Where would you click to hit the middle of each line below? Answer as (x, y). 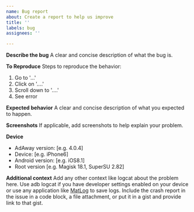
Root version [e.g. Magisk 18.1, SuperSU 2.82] (69, 167)
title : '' (18, 22)
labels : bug (20, 28)
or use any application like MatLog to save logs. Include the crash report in (96, 190)
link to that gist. (25, 203)
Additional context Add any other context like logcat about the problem (92, 178)
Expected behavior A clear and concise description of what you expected (95, 108)
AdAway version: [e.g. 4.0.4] (49, 148)
